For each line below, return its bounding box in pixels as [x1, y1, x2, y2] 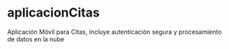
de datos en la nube [7, 35, 65, 43]
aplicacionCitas [7, 5, 100, 21]
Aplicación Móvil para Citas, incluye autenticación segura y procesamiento [7, 28, 222, 36]
